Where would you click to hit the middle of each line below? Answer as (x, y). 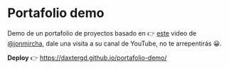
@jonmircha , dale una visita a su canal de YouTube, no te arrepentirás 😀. (114, 43)
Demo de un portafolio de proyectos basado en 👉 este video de (102, 33)
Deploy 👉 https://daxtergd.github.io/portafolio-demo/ (87, 58)
